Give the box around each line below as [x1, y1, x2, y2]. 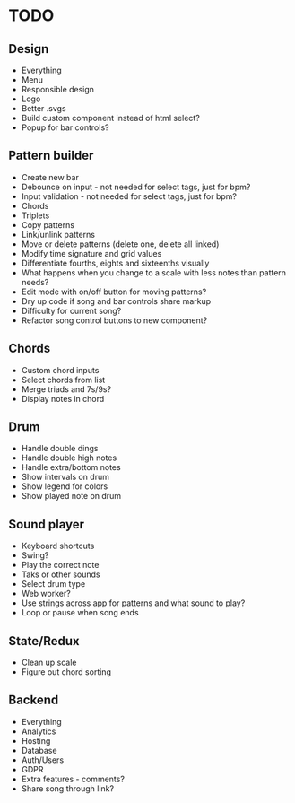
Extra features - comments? [21, 773, 125, 784]
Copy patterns [21, 219, 75, 230]
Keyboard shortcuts [21, 540, 95, 552]
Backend [8, 693, 59, 708]
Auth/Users [21, 755, 65, 765]
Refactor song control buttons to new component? [21, 315, 208, 326]
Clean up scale [21, 657, 77, 668]
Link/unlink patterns [21, 229, 96, 240]
